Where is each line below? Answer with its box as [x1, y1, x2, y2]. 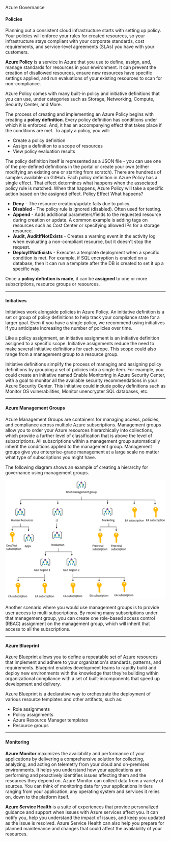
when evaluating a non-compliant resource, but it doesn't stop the [12, 238, 152, 245]
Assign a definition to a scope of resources [12, 143, 103, 149]
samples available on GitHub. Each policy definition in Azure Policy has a [5, 175, 158, 181]
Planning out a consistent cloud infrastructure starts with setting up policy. [5, 28, 161, 34]
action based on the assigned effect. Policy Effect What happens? [5, 191, 144, 197]
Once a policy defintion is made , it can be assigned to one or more [5, 276, 148, 282]
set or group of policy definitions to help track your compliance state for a [5, 314, 160, 321]
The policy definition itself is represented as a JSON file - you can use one [5, 158, 161, 164]
